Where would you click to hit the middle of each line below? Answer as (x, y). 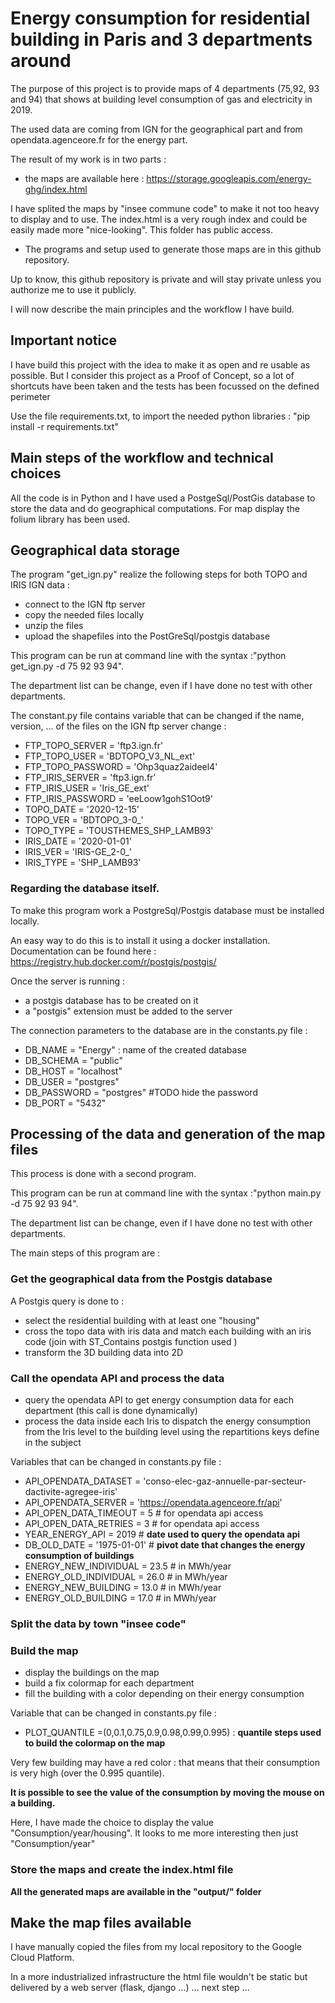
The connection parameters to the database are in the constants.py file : (159, 1030)
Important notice (64, 340)
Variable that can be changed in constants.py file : (113, 1713)
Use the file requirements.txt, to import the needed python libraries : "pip (160, 416)
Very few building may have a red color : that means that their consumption (165, 1763)
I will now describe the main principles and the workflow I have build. (152, 309)
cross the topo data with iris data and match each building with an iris (168, 1331)
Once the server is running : (68, 981)
